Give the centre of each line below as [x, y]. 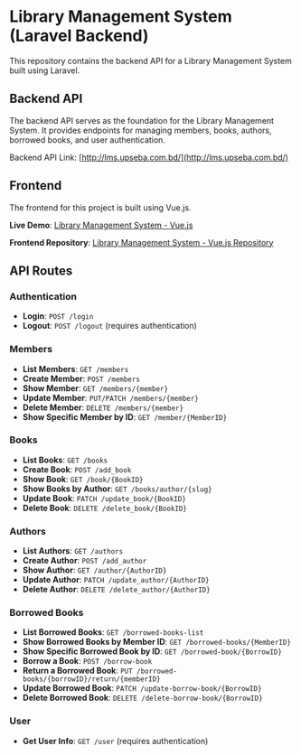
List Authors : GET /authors [73, 551]
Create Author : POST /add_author [85, 561]
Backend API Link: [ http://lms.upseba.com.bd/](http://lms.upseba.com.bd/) [149, 157]
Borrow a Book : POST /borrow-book [87, 661]
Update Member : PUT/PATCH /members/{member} [110, 397]
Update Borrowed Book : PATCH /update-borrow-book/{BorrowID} [142, 688]
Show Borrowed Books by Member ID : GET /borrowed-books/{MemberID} [157, 642]
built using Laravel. [45, 70]
